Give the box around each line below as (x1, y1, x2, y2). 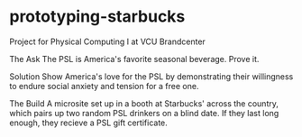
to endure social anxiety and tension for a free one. (9, 80, 199, 91)
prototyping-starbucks (9, 6, 186, 27)
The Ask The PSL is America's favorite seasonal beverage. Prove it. (9, 53, 260, 64)
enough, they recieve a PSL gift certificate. (9, 117, 169, 128)
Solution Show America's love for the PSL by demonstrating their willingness (9, 70, 294, 82)
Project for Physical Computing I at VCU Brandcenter (9, 36, 206, 47)
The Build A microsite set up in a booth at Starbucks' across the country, (9, 97, 279, 109)
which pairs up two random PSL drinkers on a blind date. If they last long (9, 107, 279, 118)
